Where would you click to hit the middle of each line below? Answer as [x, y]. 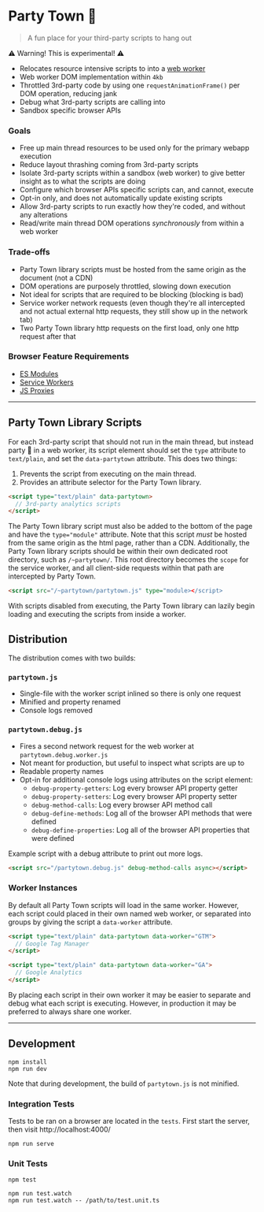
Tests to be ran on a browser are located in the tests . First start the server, [129, 1121]
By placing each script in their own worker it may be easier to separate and [130, 995]
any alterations [44, 215]
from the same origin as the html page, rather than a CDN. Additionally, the [129, 543]
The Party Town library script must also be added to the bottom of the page [130, 526]
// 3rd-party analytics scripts [68, 504]
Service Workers [46, 382]
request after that [48, 336]
